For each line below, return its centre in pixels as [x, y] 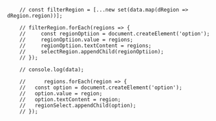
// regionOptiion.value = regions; [76, 40]
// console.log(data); [52, 70]
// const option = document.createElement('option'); [101, 88]
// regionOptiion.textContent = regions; [86, 46]
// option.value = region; [61, 94]
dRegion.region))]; [35, 16]
